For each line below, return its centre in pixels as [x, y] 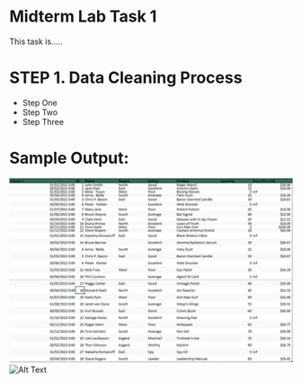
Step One [40, 102]
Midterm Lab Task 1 [83, 17]
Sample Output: [69, 158]
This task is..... [36, 41]
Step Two [40, 112]
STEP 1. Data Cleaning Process [126, 78]
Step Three [43, 121]
